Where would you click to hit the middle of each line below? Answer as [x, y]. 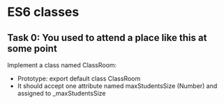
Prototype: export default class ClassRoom [79, 78]
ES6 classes [43, 12]
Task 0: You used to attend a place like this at [107, 38]
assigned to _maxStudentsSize [61, 93]
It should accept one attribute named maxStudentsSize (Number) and [117, 86]
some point [32, 48]
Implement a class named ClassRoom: [62, 65]
